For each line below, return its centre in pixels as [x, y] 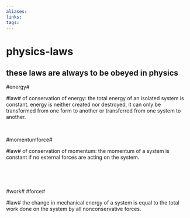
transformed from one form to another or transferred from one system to [94, 111]
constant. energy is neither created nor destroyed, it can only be [84, 105]
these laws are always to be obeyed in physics [92, 73]
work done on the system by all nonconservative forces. [74, 209]
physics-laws [40, 51]
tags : [13, 22]
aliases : [17, 11]
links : [14, 17]
